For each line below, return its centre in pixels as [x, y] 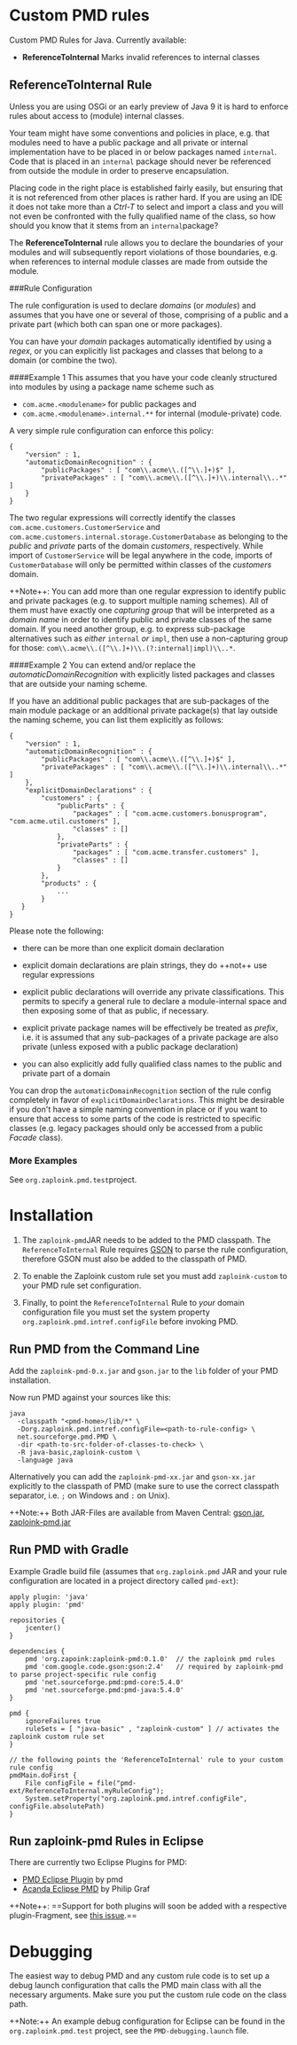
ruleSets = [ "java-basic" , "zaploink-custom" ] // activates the [152, 1729]
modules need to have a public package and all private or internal [129, 142]
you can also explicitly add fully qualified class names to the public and [152, 1064]
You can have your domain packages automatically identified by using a [141, 341]
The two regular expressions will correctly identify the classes [123, 517]
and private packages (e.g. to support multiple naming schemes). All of [139, 600]
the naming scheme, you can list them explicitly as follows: [117, 720]
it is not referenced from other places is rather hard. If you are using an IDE [146, 197]
